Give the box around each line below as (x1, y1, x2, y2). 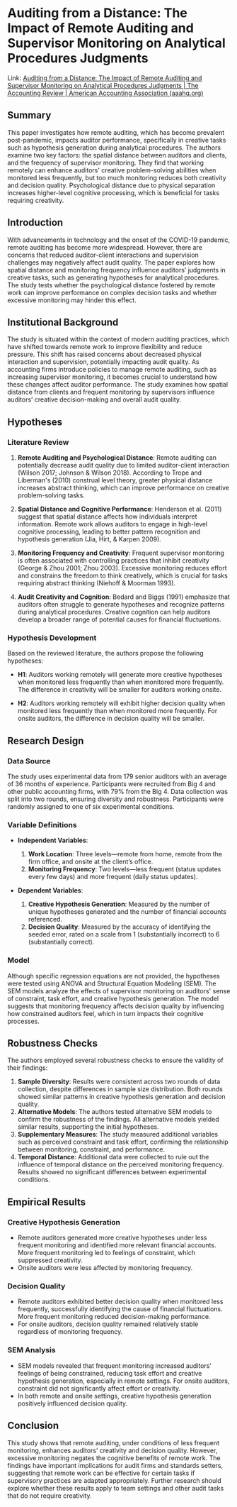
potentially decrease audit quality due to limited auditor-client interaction (17, 461, 230, 470)
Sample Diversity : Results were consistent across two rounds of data (17, 1077, 221, 1086)
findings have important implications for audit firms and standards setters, (7, 1461, 224, 1469)
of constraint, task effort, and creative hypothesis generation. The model (7, 994, 219, 1003)
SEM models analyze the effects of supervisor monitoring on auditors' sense (7, 986, 231, 995)
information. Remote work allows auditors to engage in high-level (17, 520, 208, 529)
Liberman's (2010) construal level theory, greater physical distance (17, 476, 213, 485)
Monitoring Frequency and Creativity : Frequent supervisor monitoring (17, 548, 224, 558)
